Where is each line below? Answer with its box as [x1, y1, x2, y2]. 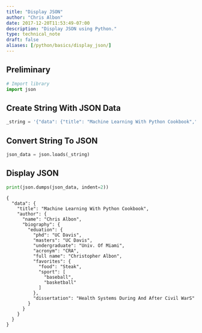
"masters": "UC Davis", [32, 237, 93, 243]
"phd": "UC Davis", [32, 232, 82, 238]
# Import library [6, 81, 50, 87]
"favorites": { [32, 258, 71, 264]
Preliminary [6, 64, 51, 75]
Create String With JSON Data [6, 103, 121, 113]
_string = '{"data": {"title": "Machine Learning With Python [6, 119, 165, 125]
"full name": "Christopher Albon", [32, 253, 122, 259]
